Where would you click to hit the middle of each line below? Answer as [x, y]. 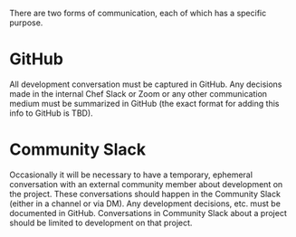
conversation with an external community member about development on [146, 184]
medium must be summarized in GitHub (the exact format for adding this [144, 103]
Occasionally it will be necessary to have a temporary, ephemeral [131, 175]
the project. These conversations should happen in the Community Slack [145, 194]
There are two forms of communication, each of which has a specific [138, 13]
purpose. [26, 23]
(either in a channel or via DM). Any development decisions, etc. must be [145, 204]
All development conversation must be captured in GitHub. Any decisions [146, 84]
